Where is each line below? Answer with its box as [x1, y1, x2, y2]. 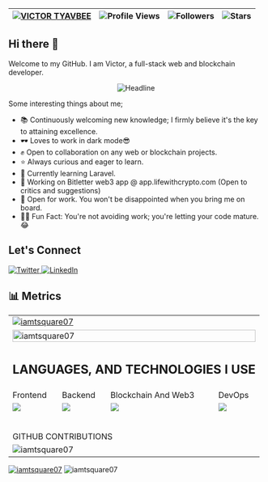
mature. [233, 211, 259, 221]
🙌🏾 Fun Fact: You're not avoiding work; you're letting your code [19, 211, 232, 221]
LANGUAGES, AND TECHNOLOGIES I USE [12, 361, 256, 378]
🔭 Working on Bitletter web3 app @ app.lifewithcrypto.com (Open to [19, 177, 248, 187]
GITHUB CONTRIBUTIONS [12, 430, 113, 442]
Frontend [12, 389, 47, 400]
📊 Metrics [8, 290, 62, 303]
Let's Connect [8, 243, 81, 257]
